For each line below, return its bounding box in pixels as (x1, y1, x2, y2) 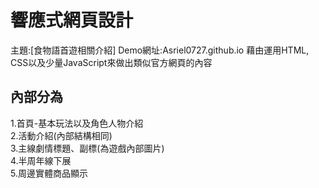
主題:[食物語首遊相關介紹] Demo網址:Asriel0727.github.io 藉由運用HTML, (10, 44, 310, 56)
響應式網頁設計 (10, 9, 134, 32)
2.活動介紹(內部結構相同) (10, 129, 113, 141)
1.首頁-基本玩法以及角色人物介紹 (10, 117, 144, 129)
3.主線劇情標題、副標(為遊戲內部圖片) (10, 142, 165, 154)
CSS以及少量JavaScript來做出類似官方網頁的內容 (10, 56, 213, 68)
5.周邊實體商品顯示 (10, 167, 88, 179)
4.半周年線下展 (10, 154, 72, 166)
